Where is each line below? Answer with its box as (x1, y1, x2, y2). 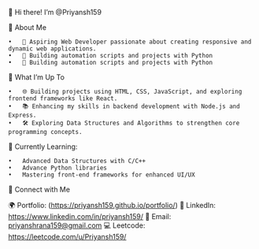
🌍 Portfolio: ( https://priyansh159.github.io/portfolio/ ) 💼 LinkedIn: (8, 201, 216, 210)
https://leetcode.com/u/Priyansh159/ (8, 232, 127, 241)
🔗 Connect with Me (8, 185, 71, 194)
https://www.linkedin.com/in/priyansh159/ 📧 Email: (8, 212, 172, 221)
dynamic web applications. (8, 45, 97, 53)
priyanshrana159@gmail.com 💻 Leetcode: (8, 221, 146, 230)
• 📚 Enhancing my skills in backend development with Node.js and (8, 102, 240, 110)
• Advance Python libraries (8, 164, 108, 172)
